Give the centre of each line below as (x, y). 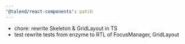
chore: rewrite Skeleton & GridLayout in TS (66, 28)
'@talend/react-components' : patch (49, 11)
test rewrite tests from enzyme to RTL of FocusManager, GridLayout (96, 34)
